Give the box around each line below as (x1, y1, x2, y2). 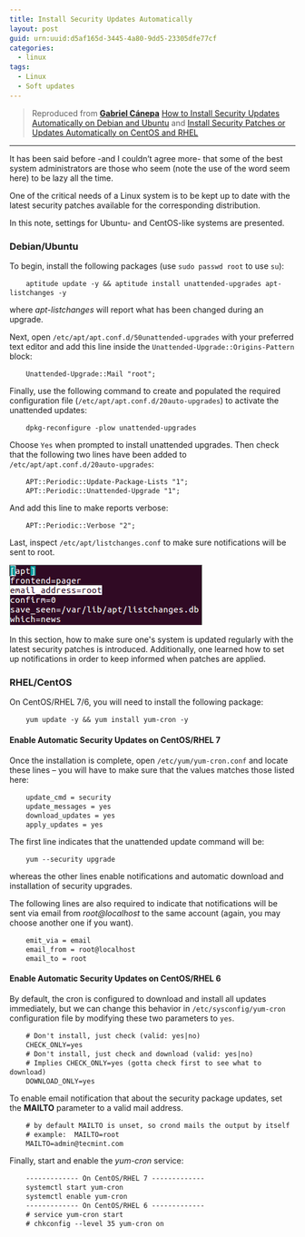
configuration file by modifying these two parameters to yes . (9, 1013, 235, 1024)
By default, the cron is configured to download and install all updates (9, 993, 267, 1004)
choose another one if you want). (9, 917, 134, 928)
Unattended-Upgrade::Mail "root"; (25, 370, 156, 379)
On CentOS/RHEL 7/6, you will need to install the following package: (9, 697, 264, 708)
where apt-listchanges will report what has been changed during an (9, 304, 264, 315)
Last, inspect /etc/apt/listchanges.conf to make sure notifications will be (9, 537, 287, 549)
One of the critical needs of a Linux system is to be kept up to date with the (9, 190, 290, 201)
